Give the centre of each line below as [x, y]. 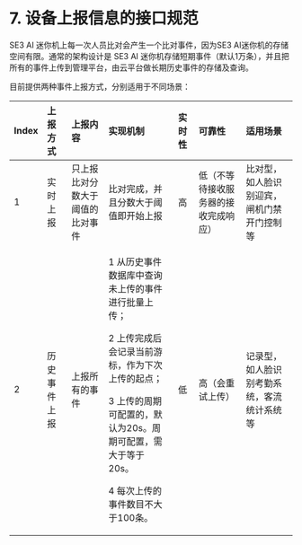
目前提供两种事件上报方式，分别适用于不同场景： [100, 86]
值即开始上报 [136, 215]
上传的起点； [136, 378]
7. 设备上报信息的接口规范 [104, 18]
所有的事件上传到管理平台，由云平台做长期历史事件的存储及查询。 [131, 67]
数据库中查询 [136, 275]
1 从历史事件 [135, 261]
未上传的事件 [136, 288]
